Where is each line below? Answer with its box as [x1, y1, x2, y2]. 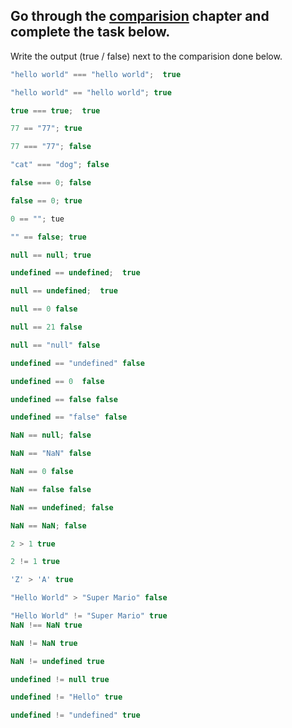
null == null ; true [10, 250, 92, 260]
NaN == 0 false [10, 467, 74, 477]
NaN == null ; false [10, 430, 92, 441]
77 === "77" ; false [10, 142, 92, 152]
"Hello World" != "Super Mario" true [10, 611, 168, 621]
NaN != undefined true [10, 656, 105, 666]
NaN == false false [10, 484, 92, 494]
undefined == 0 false [10, 376, 105, 386]
